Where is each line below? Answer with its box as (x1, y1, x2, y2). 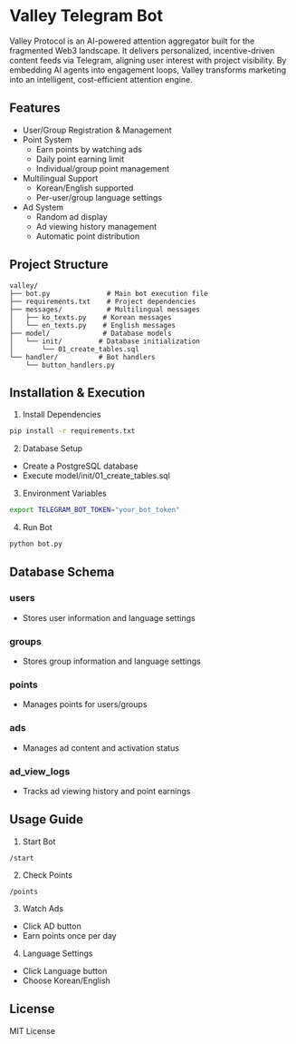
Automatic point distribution (35, 231, 140, 241)
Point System (22, 133, 72, 145)
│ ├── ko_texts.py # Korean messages (9, 312, 172, 322)
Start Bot (22, 836, 56, 847)
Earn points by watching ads (35, 143, 143, 154)
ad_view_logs (9, 764, 71, 777)
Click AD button (22, 921, 81, 931)
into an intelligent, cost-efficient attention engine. (9, 74, 193, 84)
